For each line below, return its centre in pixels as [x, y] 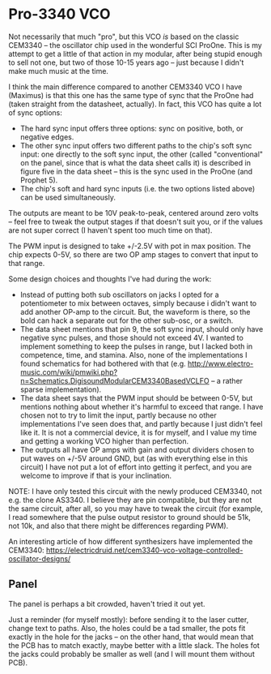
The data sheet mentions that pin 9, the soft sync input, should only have [142, 328]
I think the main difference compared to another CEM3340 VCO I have [125, 87]
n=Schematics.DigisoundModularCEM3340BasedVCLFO [114, 380]
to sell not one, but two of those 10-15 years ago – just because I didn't [126, 62]
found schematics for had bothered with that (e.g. [103, 363]
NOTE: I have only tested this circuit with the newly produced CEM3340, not [135, 491]
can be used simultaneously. [68, 197]
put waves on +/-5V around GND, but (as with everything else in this [134, 458]
